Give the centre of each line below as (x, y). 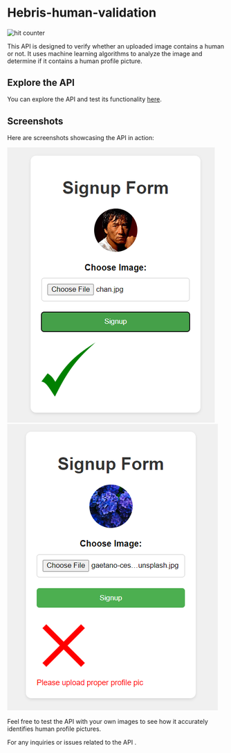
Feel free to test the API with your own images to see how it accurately (108, 722)
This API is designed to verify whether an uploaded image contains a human (116, 46)
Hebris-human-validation (82, 13)
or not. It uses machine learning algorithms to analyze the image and (105, 53)
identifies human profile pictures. (54, 729)
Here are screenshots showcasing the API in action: (81, 138)
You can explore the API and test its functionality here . (85, 99)
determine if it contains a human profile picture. (75, 61)
